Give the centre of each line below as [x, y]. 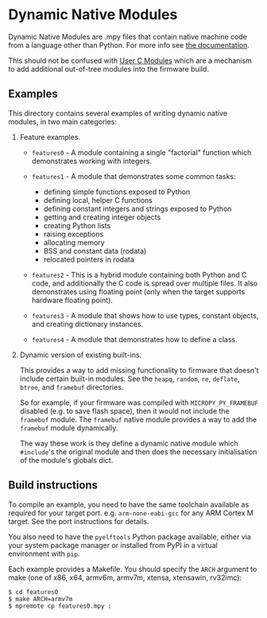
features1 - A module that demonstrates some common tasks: [133, 176]
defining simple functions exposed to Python [117, 192]
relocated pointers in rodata [89, 259]
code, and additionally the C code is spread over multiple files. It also [145, 283]
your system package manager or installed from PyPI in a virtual [113, 545]
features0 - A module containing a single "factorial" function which [141, 152]
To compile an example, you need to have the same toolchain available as [129, 504]
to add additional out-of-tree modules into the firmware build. [108, 68]
